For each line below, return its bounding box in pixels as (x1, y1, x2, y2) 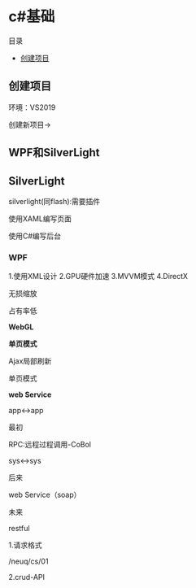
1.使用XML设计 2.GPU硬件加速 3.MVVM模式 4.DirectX (8, 272, 189, 281)
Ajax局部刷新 (8, 356, 52, 366)
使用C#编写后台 (8, 231, 62, 241)
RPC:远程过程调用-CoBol (8, 440, 92, 450)
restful (8, 524, 30, 534)
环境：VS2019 (8, 102, 56, 112)
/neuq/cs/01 (8, 556, 49, 566)
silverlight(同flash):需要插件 (8, 196, 101, 206)
